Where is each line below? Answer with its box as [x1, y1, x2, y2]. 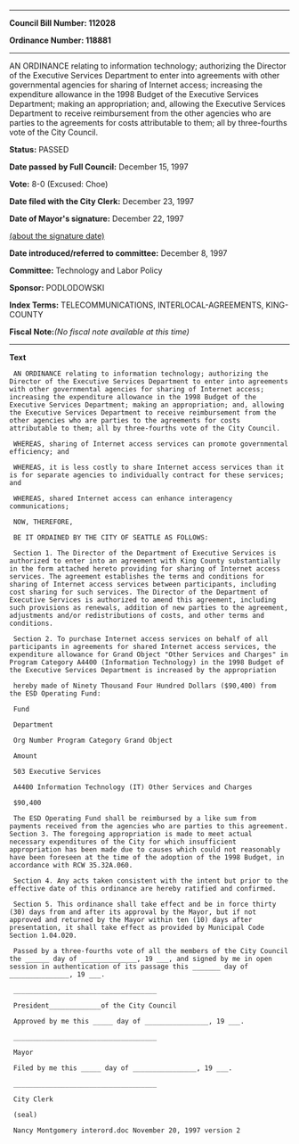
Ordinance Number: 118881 [9, 35, 111, 45]
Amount [12, 752, 38, 761]
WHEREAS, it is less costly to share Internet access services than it [12, 463, 285, 472]
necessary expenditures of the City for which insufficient [9, 837, 238, 846]
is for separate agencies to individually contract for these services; [9, 471, 285, 480]
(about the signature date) [9, 231, 105, 241]
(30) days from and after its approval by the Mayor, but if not [9, 908, 256, 917]
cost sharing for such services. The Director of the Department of [9, 588, 269, 597]
